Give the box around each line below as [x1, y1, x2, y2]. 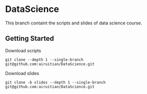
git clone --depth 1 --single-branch [5, 57, 84, 62]
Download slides [5, 70, 39, 76]
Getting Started [5, 34, 54, 43]
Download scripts [5, 47, 41, 53]
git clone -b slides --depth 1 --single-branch [5, 80, 106, 85]
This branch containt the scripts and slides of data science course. [5, 20, 143, 26]
